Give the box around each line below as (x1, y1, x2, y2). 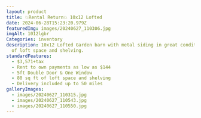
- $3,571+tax (11, 58, 44, 64)
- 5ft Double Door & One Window (11, 70, 93, 76)
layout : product (6, 8, 47, 15)
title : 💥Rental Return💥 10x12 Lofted (6, 14, 103, 20)
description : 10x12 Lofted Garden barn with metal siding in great (6, 42, 178, 48)
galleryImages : (6, 86, 44, 92)
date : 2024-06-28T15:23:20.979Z (6, 20, 87, 26)
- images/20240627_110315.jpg (11, 92, 87, 98)
